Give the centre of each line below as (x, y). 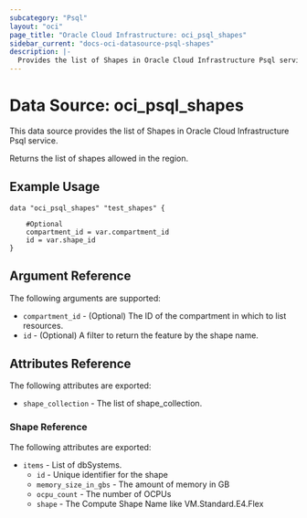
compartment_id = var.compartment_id (98, 232)
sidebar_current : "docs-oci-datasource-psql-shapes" (112, 43)
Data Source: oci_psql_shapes (127, 106)
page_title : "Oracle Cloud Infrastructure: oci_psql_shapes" (128, 35)
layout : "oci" (37, 26)
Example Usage (55, 187)
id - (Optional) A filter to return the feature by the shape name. (140, 335)
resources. (43, 325)
